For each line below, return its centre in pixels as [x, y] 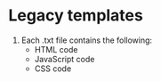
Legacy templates [76, 16]
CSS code [53, 69]
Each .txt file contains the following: [87, 40]
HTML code [56, 49]
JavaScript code [64, 59]
